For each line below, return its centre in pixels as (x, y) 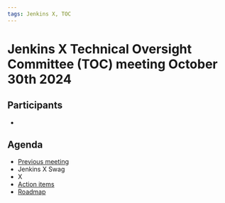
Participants (35, 105)
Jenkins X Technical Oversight (100, 49)
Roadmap (32, 192)
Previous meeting (43, 162)
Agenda (25, 145)
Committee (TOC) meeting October (112, 64)
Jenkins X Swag (41, 169)
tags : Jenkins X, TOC (39, 14)
